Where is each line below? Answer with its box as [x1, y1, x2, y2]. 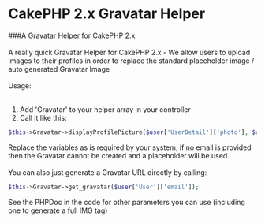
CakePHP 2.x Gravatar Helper [8, 5, 206, 23]
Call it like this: [19, 113, 67, 122]
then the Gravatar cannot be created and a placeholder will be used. [8, 151, 230, 160]
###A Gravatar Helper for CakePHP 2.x [8, 31, 136, 40]
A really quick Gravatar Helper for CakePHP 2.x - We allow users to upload [8, 47, 251, 57]
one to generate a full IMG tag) [8, 206, 108, 215]
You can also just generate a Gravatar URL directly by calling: [8, 167, 207, 177]
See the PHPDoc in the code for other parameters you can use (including [8, 197, 246, 206]
